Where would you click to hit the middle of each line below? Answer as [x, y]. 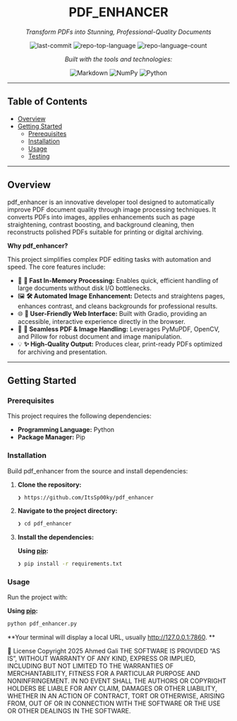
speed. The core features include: [56, 267]
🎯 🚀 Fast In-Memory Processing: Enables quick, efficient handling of [118, 280]
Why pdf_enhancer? [38, 246]
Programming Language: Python [66, 430]
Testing [39, 156]
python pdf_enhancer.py [42, 624]
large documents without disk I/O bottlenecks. [85, 288]
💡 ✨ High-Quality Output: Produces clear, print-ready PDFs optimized [120, 344]
